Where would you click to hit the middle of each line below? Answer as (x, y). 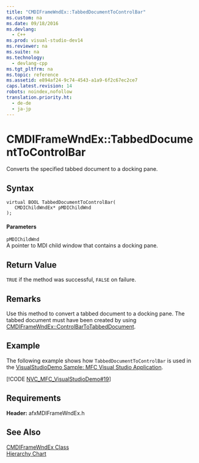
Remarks (24, 299)
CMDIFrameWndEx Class (38, 447)
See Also (24, 432)
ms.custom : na (24, 18)
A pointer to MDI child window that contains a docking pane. (82, 246)
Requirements (34, 398)
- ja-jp (22, 109)
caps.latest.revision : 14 (39, 86)
